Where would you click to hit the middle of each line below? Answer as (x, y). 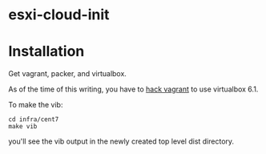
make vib (23, 127)
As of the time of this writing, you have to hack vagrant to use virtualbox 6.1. (133, 89)
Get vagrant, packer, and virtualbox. (67, 74)
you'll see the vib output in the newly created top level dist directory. (121, 141)
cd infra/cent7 (34, 120)
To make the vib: (36, 105)
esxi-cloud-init (59, 15)
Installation (46, 52)
